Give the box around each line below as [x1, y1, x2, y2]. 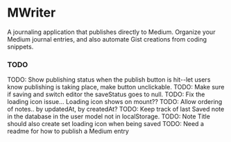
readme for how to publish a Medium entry [7, 127, 130, 136]
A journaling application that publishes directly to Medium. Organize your [7, 28, 216, 36]
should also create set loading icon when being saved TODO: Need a [7, 120, 205, 128]
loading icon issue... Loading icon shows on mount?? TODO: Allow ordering [7, 98, 223, 106]
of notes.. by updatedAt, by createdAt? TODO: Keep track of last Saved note [7, 105, 225, 114]
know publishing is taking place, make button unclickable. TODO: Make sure [7, 83, 225, 91]
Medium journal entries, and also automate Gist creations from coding [7, 35, 207, 43]
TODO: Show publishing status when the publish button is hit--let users [7, 76, 211, 84]
